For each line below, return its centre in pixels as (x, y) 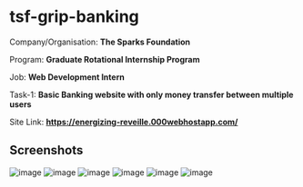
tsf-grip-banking (74, 17)
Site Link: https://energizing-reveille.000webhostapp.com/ (124, 122)
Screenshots (46, 150)
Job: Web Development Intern (67, 77)
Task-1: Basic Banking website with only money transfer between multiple (151, 94)
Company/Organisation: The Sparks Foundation (100, 42)
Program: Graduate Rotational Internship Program (105, 59)
